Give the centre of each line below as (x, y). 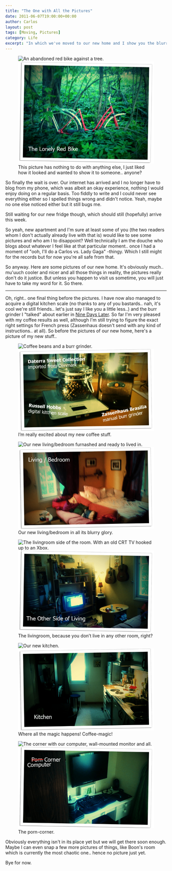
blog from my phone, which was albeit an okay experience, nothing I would (84, 188)
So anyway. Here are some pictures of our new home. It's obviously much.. (84, 267)
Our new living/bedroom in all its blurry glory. (66, 532)
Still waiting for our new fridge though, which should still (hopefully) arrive (83, 214)
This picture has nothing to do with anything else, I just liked (81, 167)
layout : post (19, 27)
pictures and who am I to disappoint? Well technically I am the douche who (84, 241)
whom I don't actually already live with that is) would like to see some (78, 235)
